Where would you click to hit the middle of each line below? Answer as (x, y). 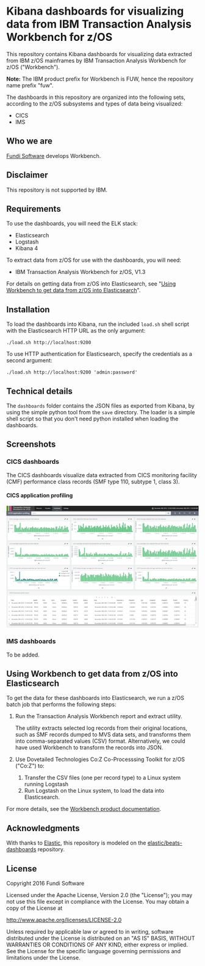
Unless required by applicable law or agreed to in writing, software (90, 932)
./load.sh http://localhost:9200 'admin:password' (72, 373)
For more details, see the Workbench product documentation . (84, 809)
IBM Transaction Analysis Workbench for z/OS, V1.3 (80, 272)
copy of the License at (34, 908)
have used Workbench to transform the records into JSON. (89, 748)
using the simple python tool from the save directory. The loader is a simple (101, 412)
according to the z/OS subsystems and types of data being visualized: (95, 103)
